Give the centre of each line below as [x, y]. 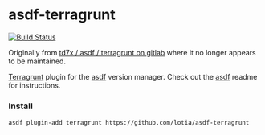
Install [21, 106]
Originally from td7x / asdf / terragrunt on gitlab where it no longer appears [132, 52]
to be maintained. [37, 61]
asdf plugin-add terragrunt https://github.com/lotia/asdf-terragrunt [129, 123]
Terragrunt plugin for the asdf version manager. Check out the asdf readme [133, 76]
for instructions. [35, 85]
